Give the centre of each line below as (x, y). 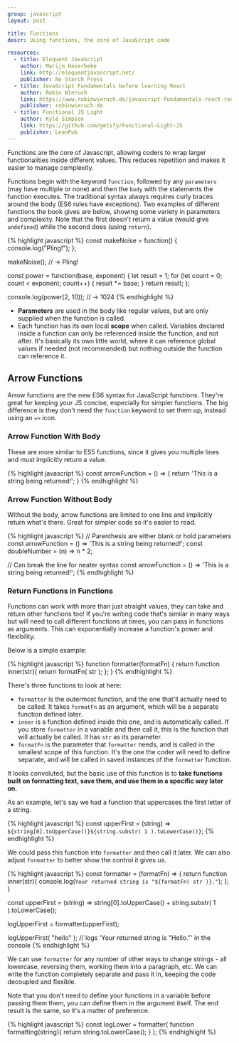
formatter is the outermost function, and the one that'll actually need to (122, 699)
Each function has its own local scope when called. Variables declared (121, 326)
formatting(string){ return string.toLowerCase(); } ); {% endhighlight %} (112, 1032)
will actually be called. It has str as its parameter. (90, 737)
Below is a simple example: (47, 651)
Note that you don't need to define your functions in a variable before (109, 995)
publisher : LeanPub (49, 132)
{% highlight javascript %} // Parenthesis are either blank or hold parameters (119, 536)
